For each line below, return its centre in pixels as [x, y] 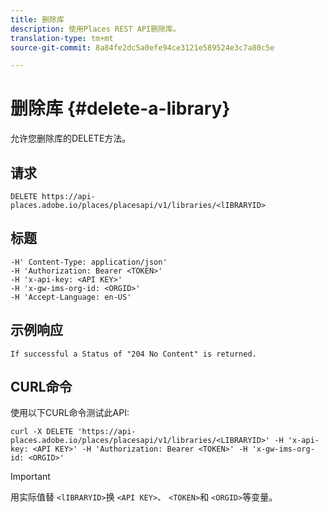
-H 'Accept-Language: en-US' [71, 297]
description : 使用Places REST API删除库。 [95, 29]
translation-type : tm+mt [62, 38]
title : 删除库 [37, 19]
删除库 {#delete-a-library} [120, 108]
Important [30, 477]
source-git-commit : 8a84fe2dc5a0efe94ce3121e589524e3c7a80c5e [142, 47]
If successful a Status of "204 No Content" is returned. [133, 354]
